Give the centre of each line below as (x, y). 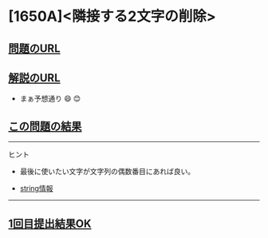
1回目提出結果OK (50, 223)
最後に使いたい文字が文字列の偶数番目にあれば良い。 (107, 172)
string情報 (36, 188)
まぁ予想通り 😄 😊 (50, 99)
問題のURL (35, 48)
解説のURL (35, 78)
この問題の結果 (45, 126)
